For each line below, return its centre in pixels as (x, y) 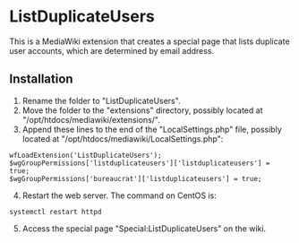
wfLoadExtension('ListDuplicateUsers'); (86, 155)
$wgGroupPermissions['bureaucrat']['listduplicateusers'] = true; (136, 178)
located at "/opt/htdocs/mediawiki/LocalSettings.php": (123, 139)
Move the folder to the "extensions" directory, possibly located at (142, 110)
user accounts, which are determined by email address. (112, 50)
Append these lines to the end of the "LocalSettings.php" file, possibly (152, 129)
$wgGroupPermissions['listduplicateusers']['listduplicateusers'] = (140, 163)
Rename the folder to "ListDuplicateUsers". (101, 100)
